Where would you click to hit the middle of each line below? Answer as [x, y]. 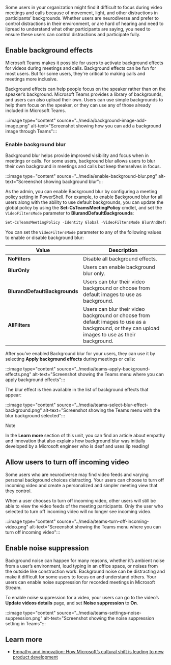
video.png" [17, 526]
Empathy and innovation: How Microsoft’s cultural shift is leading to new [88, 652]
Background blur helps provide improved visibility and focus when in [77, 155]
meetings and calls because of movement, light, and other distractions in [82, 13]
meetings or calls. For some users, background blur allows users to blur [80, 161]
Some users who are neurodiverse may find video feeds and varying [77, 474]
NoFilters [19, 258]
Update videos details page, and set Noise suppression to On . [72, 603]
